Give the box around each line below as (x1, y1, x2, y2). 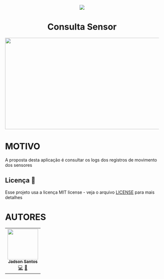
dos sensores (5, 162, 33, 168)
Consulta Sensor (47, 21, 117, 33)
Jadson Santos (8, 259, 38, 264)
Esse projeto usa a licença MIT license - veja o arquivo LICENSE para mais (5, 189, 155, 195)
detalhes (5, 194, 23, 200)
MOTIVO (5, 141, 41, 152)
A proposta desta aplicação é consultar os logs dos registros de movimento (5, 157, 157, 163)
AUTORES (5, 211, 46, 222)
